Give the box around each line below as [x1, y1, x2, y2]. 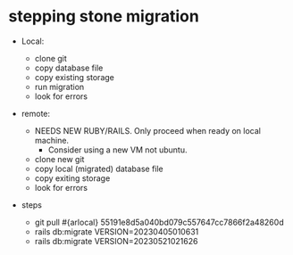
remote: [21, 108, 51, 119]
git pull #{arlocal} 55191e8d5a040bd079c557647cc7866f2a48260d [34, 217, 284, 227]
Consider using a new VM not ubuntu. [47, 144, 188, 155]
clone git [34, 53, 68, 63]
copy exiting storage [34, 172, 111, 184]
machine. [34, 135, 69, 145]
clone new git [34, 153, 85, 164]
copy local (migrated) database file [34, 163, 164, 174]
